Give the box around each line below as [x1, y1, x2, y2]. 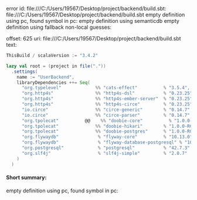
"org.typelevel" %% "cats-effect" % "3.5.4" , [21, 85, 191, 91]
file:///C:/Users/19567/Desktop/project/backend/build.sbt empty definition [6, 11, 185, 18]
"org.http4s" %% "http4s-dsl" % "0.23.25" [21, 90, 193, 96]
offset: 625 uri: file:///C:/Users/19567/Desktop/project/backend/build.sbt [6, 35, 181, 42]
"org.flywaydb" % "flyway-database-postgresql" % [21, 140, 182, 145]
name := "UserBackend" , [16, 74, 75, 80]
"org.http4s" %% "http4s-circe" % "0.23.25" [21, 101, 193, 107]
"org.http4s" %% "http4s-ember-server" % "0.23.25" [21, 96, 193, 102]
